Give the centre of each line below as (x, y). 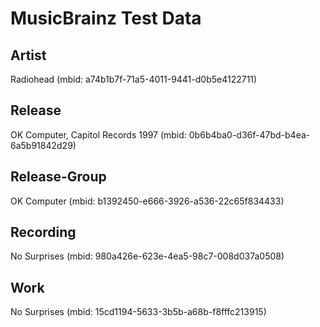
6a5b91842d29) (43, 145)
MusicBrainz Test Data (106, 18)
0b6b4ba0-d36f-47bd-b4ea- (249, 134)
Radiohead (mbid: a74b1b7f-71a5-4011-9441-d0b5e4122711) (134, 79)
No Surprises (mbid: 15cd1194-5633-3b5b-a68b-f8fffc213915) (138, 312)
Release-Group (58, 177)
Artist (28, 55)
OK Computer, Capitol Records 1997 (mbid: (98, 134)
